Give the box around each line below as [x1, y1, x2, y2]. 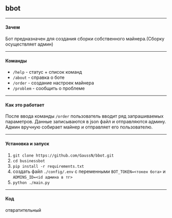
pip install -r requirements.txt [12, 164, 84, 169]
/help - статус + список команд [12, 69, 82, 75]
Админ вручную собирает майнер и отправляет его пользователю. [5, 124, 153, 130]
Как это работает [5, 102, 45, 108]
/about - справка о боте [12, 74, 65, 81]
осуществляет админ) [5, 41, 54, 48]
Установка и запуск [5, 141, 50, 147]
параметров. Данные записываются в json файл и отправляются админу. [5, 119, 166, 125]
